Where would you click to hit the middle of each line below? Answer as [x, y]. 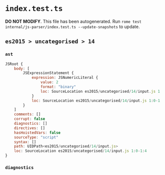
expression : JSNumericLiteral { [65, 78]
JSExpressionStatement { [48, 73]
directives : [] [30, 128]
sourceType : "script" [36, 137]
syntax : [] [25, 142]
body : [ [22, 69]
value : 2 [49, 82]
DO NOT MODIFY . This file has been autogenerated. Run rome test [73, 21]
